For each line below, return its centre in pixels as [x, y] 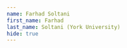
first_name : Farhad [35, 20]
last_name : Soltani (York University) [64, 27]
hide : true [23, 34]
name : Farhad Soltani [38, 14]
